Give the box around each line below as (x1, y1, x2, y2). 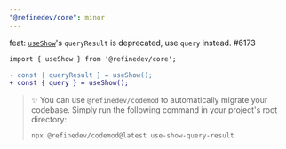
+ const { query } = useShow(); (9, 79, 129, 88)
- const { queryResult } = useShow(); (9, 70, 153, 80)
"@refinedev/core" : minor (9, 12, 105, 22)
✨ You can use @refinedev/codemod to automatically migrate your (30, 95, 268, 106)
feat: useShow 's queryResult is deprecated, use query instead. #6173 (9, 37, 256, 48)
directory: (30, 114, 68, 125)
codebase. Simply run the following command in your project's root (30, 105, 278, 115)
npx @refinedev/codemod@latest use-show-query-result (30, 131, 234, 140)
